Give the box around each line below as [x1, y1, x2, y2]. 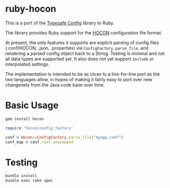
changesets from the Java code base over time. [5, 82, 105, 88]
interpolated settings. [5, 61, 50, 67]
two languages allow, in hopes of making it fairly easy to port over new [5, 76, 153, 82]
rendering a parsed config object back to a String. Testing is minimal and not [5, 50, 165, 56]
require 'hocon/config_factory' [5, 126, 73, 131]
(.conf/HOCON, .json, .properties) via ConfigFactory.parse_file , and [5, 45, 149, 51]
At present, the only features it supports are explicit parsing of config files [5, 39, 159, 46]
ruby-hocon [5, 3, 57, 15]
